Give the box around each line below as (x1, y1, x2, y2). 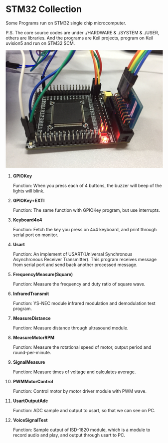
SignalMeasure (12, 359, 45, 365)
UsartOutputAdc (12, 398, 48, 404)
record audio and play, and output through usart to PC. (12, 432, 126, 438)
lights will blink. (12, 188, 45, 194)
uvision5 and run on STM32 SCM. (5, 40, 75, 46)
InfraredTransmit (12, 291, 49, 296)
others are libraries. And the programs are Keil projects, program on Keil (5, 35, 154, 41)
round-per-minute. (12, 349, 51, 355)
